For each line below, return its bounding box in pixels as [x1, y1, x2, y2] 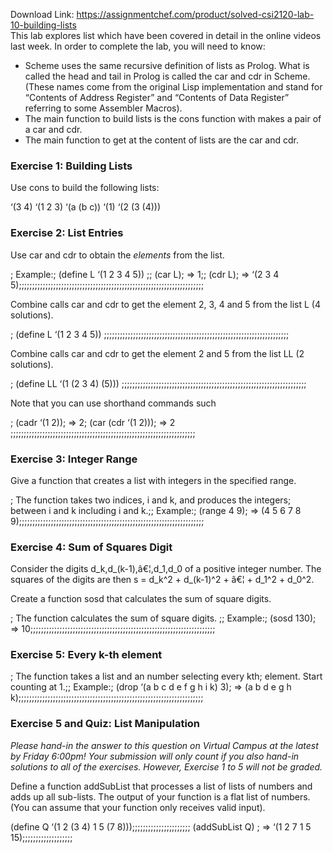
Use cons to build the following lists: [10, 182, 160, 194]
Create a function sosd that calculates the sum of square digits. [10, 593, 272, 605]
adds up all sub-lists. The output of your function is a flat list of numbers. [10, 790, 311, 803]
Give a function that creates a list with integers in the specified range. [10, 474, 297, 486]
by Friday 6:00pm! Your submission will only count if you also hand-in [10, 750, 300, 762]
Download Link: [10, 9, 75, 20]
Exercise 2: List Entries [10, 226, 124, 240]
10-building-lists [10, 19, 77, 31]
